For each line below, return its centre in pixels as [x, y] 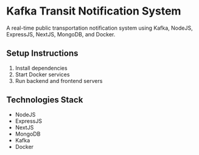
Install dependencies [41, 68]
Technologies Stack [45, 100]
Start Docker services [42, 74]
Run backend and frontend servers [59, 81]
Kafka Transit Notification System [94, 11]
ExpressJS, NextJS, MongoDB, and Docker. [61, 34]
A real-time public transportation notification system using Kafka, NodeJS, [100, 28]
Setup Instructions [42, 54]
